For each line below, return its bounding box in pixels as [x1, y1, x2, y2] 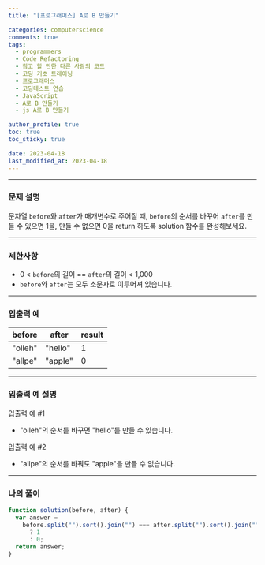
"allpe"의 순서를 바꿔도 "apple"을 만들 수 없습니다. [19, 458, 176, 468]
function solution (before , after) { [8, 506, 129, 514]
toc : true [8, 128, 41, 137]
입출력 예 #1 [8, 408, 45, 418]
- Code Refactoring [15, 55, 80, 63]
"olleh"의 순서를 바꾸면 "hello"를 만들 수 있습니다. [19, 425, 174, 435]
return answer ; [15, 543, 65, 551]
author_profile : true [8, 121, 80, 129]
